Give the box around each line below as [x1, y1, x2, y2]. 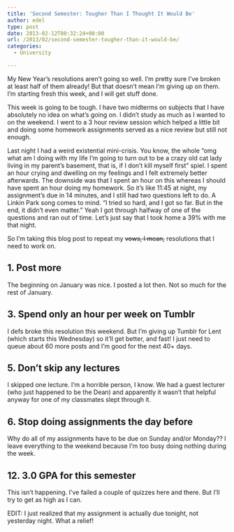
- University [13, 50, 52, 57]
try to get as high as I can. [7, 495, 82, 504]
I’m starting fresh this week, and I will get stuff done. [7, 89, 159, 98]
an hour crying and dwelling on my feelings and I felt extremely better [7, 169, 207, 177]
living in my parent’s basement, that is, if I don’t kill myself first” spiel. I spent [7, 161, 227, 169]
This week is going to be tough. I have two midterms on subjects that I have [7, 103, 225, 111]
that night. [7, 220, 37, 229]
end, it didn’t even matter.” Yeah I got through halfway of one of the [7, 206, 201, 214]
